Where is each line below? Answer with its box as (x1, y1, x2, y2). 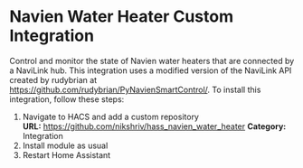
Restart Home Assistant (22, 149, 111, 160)
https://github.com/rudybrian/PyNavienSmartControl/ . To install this (9, 84, 261, 95)
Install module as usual (22, 140, 109, 151)
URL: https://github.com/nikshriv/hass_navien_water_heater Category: (22, 120, 287, 132)
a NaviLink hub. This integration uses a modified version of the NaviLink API (9, 65, 292, 76)
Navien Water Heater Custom (9, 6, 233, 27)
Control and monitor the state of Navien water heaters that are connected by (9, 55, 295, 66)
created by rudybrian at (9, 74, 98, 85)
